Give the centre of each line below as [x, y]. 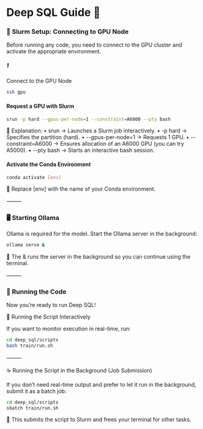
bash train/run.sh [30, 346]
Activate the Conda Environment [49, 164]
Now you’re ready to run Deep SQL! [51, 305]
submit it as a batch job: [36, 391]
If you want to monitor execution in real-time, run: [69, 328]
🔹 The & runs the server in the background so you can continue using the [98, 256]
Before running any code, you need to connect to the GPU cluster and [94, 45]
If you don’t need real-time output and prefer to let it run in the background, [102, 384]
